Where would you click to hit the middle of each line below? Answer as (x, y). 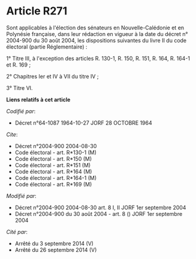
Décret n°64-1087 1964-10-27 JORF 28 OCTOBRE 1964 (83, 123)
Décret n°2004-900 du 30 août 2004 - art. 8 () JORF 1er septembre (99, 213)
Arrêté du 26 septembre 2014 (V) (56, 249)
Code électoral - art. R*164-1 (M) (56, 177)
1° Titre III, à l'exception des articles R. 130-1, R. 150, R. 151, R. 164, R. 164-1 (98, 58)
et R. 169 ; (19, 65)
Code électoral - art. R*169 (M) (53, 184)
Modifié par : (22, 195)
